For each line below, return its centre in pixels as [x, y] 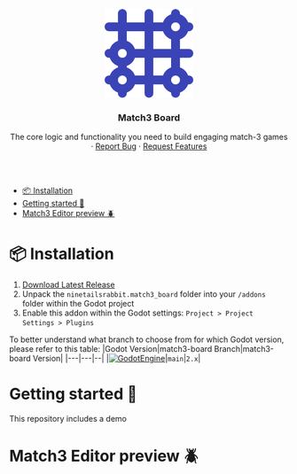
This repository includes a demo [68, 419]
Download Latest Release [68, 285]
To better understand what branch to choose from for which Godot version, [147, 339]
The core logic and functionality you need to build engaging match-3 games [149, 137]
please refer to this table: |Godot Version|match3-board [111, 349]
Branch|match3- [244, 349]
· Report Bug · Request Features [149, 146]
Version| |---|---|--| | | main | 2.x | [117, 359]
